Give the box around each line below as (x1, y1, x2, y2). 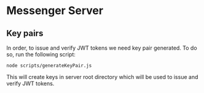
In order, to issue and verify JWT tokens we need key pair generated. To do (6, 44, 198, 51)
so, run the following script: (6, 51, 76, 58)
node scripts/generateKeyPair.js (6, 62, 92, 69)
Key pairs (6, 28, 44, 39)
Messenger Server (6, 4, 103, 18)
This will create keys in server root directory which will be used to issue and (6, 73, 198, 80)
